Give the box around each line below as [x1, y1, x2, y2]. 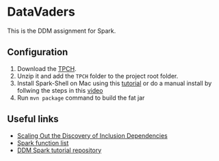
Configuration [7, 46, 68, 58]
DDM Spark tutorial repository [16, 146, 102, 154]
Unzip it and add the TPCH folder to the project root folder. [16, 72, 179, 80]
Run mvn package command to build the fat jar [16, 93, 145, 102]
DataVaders [7, 4, 75, 20]
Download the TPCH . [16, 64, 77, 72]
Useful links [7, 113, 60, 125]
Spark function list [16, 138, 69, 147]
